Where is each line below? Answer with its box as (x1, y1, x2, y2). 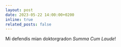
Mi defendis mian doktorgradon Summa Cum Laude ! (5, 36, 116, 42)
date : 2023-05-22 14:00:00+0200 (5, 12, 74, 17)
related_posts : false (5, 21, 52, 27)
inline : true (5, 17, 33, 22)
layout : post (5, 7, 33, 13)
